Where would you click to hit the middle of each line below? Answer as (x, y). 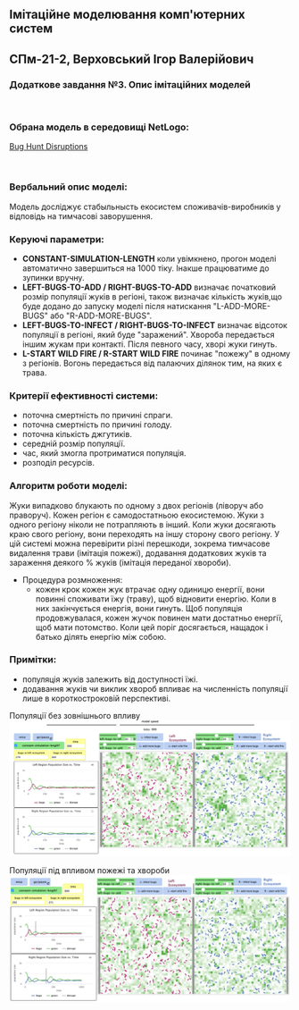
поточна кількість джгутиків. (77, 434)
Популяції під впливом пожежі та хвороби (90, 871)
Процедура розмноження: (72, 579)
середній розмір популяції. (74, 444)
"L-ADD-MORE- (242, 306)
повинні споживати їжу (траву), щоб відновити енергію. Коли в (156, 599)
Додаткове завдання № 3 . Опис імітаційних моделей (130, 84)
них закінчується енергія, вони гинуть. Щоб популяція (139, 608)
